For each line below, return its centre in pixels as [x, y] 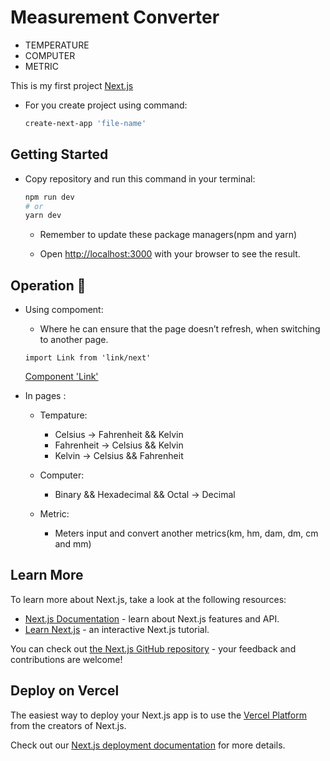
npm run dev [49, 197]
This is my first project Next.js [72, 85]
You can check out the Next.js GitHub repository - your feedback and [153, 648]
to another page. [74, 340]
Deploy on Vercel [65, 691]
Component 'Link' [61, 377]
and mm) [73, 544]
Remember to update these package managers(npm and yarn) [168, 235]
